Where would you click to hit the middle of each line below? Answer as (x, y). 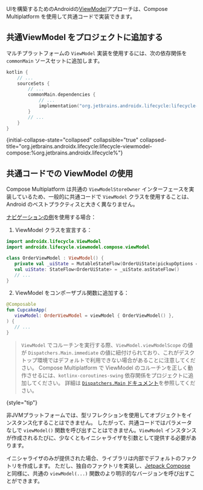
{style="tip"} (22, 402)
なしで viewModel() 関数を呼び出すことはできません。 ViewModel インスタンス (101, 430)
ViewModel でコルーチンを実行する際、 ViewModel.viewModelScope (101, 345)
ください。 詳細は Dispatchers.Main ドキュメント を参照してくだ (116, 383)
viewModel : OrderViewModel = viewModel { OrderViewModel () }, (94, 316)
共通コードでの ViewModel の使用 (70, 174)
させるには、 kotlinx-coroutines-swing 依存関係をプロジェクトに (107, 375)
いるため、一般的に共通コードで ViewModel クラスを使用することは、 (107, 197)
